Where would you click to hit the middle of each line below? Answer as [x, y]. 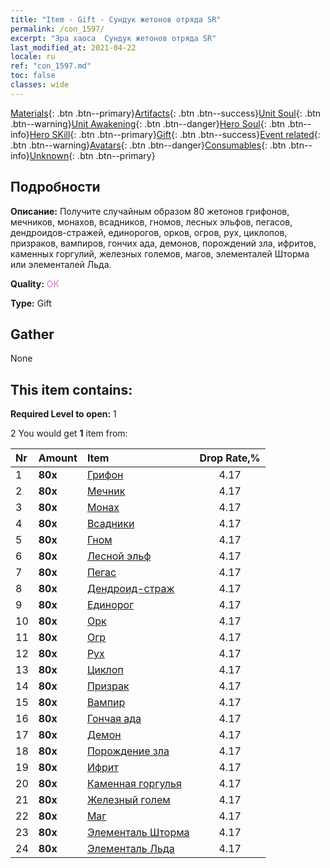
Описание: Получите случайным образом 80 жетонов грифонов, [150, 211]
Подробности [55, 187]
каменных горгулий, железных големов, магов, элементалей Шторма [160, 253]
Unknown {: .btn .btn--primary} [92, 155]
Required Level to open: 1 [63, 414]
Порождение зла [128, 751]
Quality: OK [35, 283]
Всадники [110, 524]
